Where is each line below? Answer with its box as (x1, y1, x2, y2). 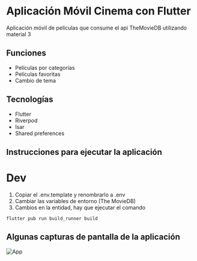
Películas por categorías (14, 64, 75, 71)
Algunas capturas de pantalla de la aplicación (6, 232, 180, 242)
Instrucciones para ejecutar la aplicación (6, 146, 162, 157)
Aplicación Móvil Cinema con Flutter (6, 4, 191, 18)
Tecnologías (6, 95, 53, 105)
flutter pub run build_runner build (6, 215, 98, 221)
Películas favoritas (14, 71, 61, 78)
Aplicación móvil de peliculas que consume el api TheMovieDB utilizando (6, 24, 187, 31)
